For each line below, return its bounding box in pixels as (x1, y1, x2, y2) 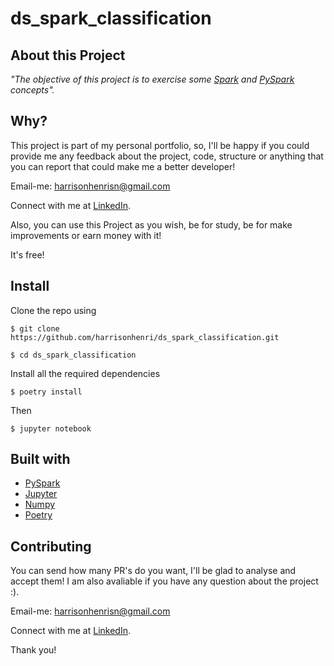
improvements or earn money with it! (10, 229, 162, 241)
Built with (10, 451, 71, 468)
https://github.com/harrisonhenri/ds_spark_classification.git (10, 332, 280, 342)
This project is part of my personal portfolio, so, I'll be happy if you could (10, 139, 310, 151)
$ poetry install (10, 387, 83, 397)
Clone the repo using (10, 304, 97, 316)
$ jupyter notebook (10, 423, 92, 434)
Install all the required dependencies (10, 367, 161, 379)
